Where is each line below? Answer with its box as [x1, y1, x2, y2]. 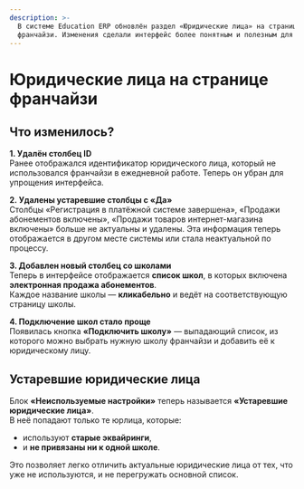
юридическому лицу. [9, 345, 91, 356]
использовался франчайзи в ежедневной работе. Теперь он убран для [9, 168, 284, 178]
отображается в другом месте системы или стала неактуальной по [9, 233, 271, 244]
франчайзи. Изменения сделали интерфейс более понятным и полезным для [17, 30, 294, 39]
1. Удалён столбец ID [9, 149, 92, 159]
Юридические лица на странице [9, 69, 269, 90]
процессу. [9, 243, 49, 254]
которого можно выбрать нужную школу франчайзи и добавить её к [9, 336, 276, 347]
